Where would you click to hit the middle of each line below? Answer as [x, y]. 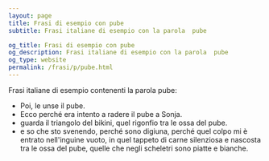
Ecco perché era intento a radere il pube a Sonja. [101, 114]
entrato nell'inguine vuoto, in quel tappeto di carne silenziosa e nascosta [141, 139]
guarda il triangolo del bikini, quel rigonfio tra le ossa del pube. [124, 123]
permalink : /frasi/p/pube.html [61, 68]
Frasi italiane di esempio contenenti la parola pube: [93, 90]
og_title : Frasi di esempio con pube [72, 45]
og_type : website [37, 60]
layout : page [30, 16]
